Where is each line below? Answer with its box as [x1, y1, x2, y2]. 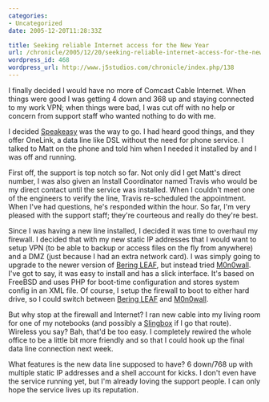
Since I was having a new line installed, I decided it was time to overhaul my [8, 225, 259, 235]
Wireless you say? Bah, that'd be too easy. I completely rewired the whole [8, 327, 252, 336]
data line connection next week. [8, 343, 114, 353]
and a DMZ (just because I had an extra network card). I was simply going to [8, 251, 261, 261]
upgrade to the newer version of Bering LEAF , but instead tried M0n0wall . [8, 260, 251, 270]
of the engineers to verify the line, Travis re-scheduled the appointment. [8, 193, 247, 203]
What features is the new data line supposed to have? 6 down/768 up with [8, 359, 254, 369]
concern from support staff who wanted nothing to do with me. [8, 111, 216, 120]
